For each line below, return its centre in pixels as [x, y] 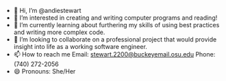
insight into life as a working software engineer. [80, 47]
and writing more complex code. [59, 32]
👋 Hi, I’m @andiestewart [47, 11]
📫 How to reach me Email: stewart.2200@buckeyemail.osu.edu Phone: [114, 54]
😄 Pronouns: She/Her [45, 71]
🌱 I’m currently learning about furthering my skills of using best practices [116, 25]
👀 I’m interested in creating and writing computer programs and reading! [115, 18]
